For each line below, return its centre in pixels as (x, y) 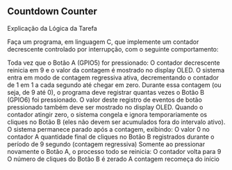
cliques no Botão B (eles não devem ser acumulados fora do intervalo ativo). (116, 122)
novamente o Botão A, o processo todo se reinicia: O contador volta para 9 (114, 151)
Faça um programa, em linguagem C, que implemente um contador (103, 42)
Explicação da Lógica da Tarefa (52, 28)
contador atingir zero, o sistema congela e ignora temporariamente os (107, 114)
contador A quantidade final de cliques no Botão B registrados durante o (111, 137)
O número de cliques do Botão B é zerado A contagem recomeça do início (114, 159)
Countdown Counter (52, 11)
